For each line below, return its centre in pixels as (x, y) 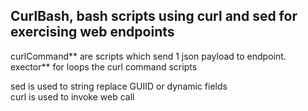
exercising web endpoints (92, 32)
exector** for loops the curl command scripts (104, 66)
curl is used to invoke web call (72, 96)
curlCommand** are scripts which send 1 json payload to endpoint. (148, 56)
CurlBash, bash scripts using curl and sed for (154, 16)
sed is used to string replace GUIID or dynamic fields (119, 86)
